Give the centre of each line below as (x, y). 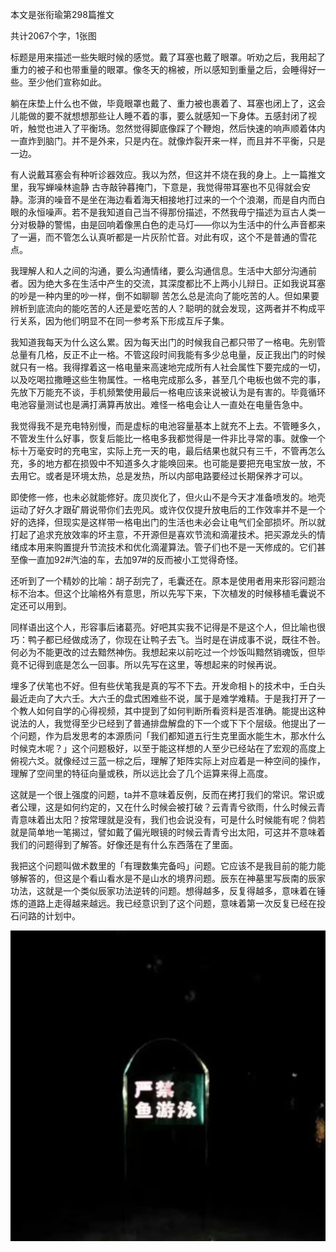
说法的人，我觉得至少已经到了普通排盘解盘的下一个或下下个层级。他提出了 (163, 723)
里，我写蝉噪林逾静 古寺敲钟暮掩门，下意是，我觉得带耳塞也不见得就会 (156, 187)
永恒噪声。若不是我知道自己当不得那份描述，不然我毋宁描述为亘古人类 (172, 212)
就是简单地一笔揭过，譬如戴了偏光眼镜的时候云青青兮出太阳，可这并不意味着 (168, 832)
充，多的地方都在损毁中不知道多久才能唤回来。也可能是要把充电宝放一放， (163, 463)
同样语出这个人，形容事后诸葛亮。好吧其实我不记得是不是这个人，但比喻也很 (168, 627)
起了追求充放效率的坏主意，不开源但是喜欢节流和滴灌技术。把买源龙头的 (167, 534)
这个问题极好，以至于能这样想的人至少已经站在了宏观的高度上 (198, 748)
